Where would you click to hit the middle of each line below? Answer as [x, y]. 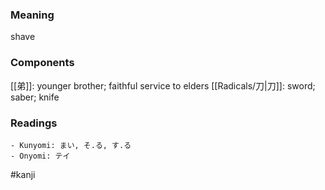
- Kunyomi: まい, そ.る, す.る [71, 145]
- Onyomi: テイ [40, 156]
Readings [34, 123]
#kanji [23, 174]
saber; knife [35, 97]
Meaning [32, 15]
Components [42, 63]
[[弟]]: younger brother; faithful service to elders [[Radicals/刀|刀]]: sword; [163, 85]
